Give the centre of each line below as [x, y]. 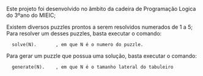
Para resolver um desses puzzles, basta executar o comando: [84, 33]
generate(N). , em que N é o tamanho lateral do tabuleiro [93, 67]
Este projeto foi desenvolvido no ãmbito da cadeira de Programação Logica [101, 9]
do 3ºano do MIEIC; [31, 15]
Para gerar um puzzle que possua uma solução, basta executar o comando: [102, 56]
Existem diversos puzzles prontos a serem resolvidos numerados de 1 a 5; [100, 27]
